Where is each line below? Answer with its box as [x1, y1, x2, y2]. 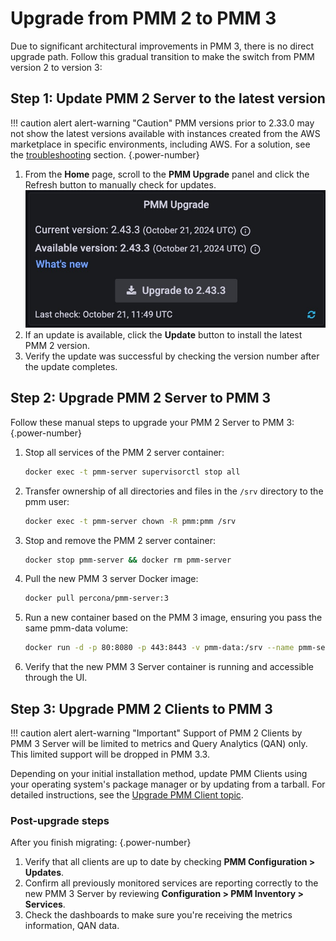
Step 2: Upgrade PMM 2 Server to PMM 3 [10, 390, 272, 407]
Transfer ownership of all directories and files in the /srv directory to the [24, 485, 324, 497]
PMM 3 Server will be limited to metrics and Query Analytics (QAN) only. [10, 737, 308, 749]
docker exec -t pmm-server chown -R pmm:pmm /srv [24, 516, 237, 526]
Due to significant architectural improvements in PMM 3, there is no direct [10, 40, 315, 52]
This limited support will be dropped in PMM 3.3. [10, 748, 210, 760]
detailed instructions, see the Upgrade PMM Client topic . [10, 788, 244, 801]
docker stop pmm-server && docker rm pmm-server [24, 555, 232, 565]
